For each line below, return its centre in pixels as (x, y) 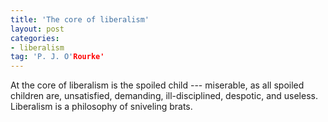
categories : (35, 38)
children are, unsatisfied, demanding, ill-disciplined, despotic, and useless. (164, 96)
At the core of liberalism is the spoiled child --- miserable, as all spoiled (157, 85)
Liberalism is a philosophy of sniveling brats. (101, 107)
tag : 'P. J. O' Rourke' (57, 57)
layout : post (37, 29)
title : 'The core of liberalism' (80, 19)
